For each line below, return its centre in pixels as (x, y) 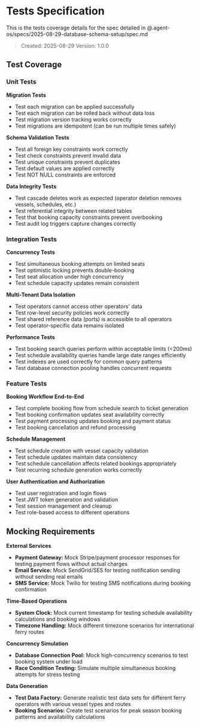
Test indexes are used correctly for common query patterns (89, 361)
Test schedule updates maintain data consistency (76, 457)
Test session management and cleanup (63, 506)
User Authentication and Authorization (56, 482)
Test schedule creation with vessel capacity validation (81, 451)
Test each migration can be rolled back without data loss (85, 113)
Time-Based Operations (37, 601)
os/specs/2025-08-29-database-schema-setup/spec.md (77, 34)
